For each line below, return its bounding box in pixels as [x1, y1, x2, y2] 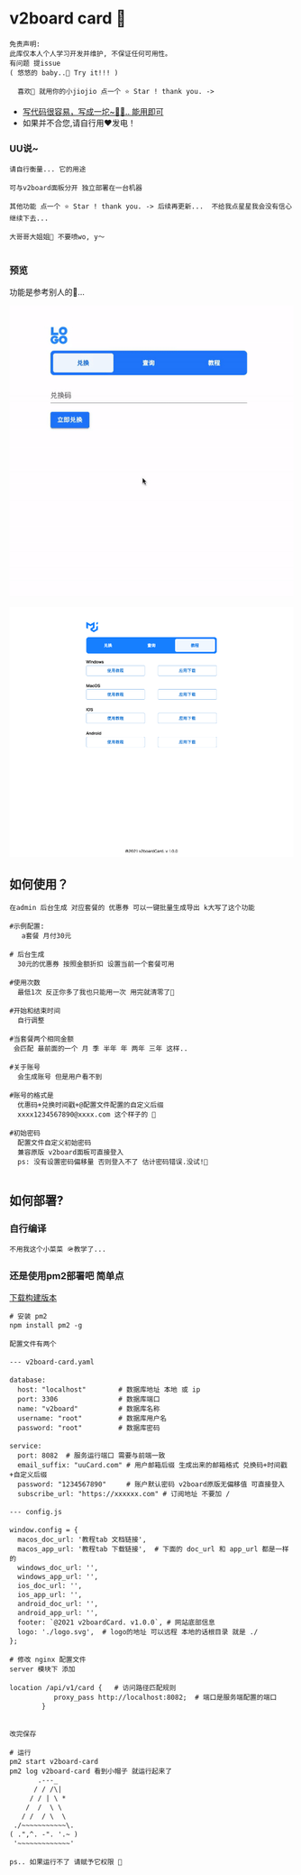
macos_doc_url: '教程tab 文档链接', [17, 1535, 147, 1544]
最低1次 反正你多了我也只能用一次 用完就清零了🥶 [17, 988, 175, 997]
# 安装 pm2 [9, 1311, 48, 1320]
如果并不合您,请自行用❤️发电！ [22, 117, 137, 128]
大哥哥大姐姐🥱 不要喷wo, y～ [9, 233, 105, 242]
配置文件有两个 [9, 1339, 57, 1348]
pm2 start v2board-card [9, 1757, 99, 1766]
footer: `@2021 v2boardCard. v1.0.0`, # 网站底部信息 [17, 1618, 215, 1627]
